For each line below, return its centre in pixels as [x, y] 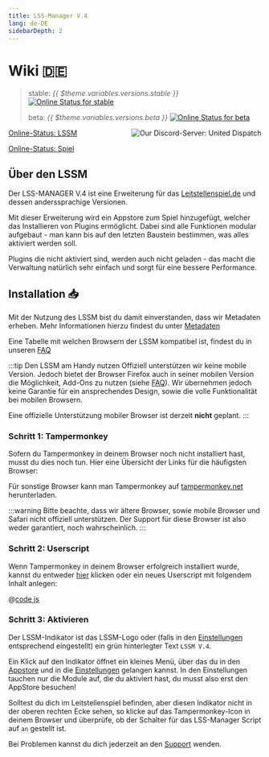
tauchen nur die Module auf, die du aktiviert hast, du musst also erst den [128, 678]
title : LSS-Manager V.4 [48, 16]
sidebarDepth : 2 [35, 31]
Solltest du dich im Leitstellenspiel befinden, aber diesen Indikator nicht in [130, 702]
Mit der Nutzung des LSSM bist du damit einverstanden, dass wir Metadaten [134, 317]
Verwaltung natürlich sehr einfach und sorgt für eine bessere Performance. [132, 267]
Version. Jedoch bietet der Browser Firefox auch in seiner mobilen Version [131, 374]
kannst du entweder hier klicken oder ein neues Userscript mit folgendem [130, 575]
